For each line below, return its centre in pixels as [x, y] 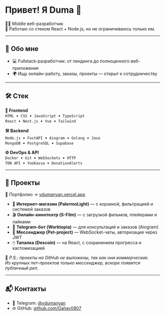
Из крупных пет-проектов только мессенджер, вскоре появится [73, 263]
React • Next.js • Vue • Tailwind [41, 121]
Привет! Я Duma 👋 [43, 10]
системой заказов [31, 209]
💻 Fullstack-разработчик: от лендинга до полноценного [71, 61]
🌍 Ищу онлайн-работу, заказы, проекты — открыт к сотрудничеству [85, 74]
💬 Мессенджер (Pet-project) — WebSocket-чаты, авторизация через [85, 232]
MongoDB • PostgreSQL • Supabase [39, 143]
